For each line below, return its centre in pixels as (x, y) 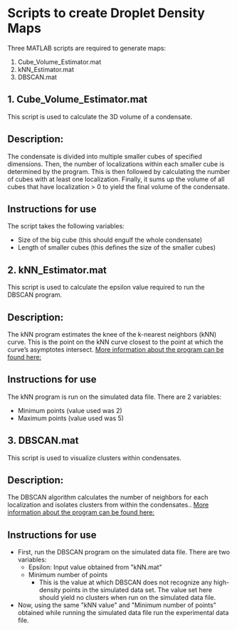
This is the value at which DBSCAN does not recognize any (125, 582)
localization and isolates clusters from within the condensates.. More (108, 505)
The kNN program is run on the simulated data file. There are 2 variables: (115, 397)
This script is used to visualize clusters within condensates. (94, 457)
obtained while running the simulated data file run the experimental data (123, 613)
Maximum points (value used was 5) (71, 418)
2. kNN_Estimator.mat (57, 270)
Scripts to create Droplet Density (106, 13)
